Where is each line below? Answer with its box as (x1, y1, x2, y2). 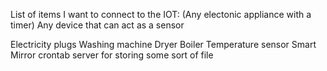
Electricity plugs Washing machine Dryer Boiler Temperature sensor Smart (10, 39, 317, 50)
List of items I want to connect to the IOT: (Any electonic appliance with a (10, 9, 312, 20)
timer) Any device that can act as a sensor (10, 19, 185, 31)
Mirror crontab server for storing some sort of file (10, 49, 214, 61)
